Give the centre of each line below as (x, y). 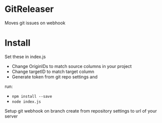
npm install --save (32, 96)
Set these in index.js (25, 57)
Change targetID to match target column (53, 71)
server (11, 116)
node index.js (26, 102)
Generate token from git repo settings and (54, 77)
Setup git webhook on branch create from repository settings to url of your (81, 111)
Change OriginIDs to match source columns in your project (72, 66)
